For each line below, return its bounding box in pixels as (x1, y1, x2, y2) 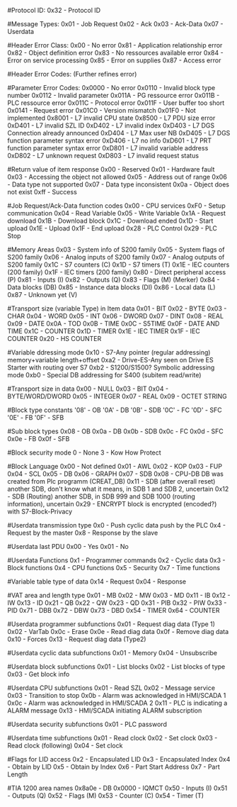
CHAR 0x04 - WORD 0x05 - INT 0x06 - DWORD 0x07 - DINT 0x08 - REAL (7, 312, 224, 320)
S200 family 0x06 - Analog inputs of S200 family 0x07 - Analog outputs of (7, 253, 225, 261)
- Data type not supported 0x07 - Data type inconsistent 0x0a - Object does (7, 180, 230, 189)
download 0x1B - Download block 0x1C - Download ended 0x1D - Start (7, 216, 214, 225)
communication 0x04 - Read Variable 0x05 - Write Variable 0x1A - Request (7, 209, 226, 217)
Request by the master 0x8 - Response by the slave (7, 528, 158, 537)
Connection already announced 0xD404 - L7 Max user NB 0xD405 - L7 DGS (7, 129, 231, 137)
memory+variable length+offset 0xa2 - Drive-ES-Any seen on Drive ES (7, 356, 214, 364)
